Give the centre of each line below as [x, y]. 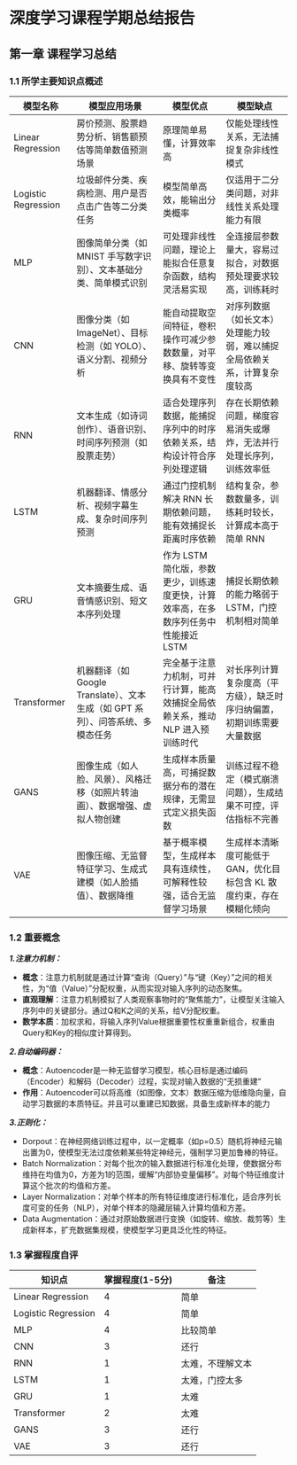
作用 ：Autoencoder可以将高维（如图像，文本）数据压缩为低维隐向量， [150, 1093]
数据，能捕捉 [190, 416]
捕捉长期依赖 [252, 581]
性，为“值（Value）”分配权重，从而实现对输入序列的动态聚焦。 [134, 988]
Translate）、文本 [111, 695]
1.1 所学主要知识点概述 [56, 81]
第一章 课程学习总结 [63, 54]
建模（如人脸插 [107, 882]
